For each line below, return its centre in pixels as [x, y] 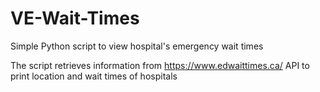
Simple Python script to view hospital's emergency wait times [137, 46]
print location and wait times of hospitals [94, 76]
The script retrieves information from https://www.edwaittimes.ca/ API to [160, 65]
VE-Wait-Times [75, 18]
